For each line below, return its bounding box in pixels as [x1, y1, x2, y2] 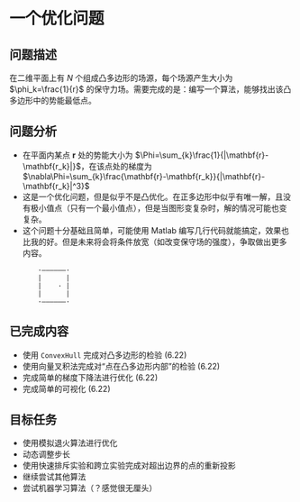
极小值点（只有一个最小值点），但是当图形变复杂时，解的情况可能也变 [30, 202, 287, 213]
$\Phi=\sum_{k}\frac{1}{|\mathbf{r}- [134, 150, 269, 160]
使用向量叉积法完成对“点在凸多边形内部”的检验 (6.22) [22, 361, 221, 371]
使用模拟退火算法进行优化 [22, 438, 118, 449]
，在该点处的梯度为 [80, 160, 152, 171]
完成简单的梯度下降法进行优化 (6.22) [22, 371, 159, 383]
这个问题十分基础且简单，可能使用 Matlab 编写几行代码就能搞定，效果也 [22, 224, 290, 235]
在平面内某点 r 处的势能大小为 [22, 150, 133, 160]
